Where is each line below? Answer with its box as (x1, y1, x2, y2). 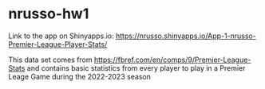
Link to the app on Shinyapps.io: (8, 31, 114, 41)
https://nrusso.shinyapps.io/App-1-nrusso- (115, 31, 257, 41)
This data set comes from (8, 55, 93, 64)
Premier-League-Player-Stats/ (8, 39, 108, 48)
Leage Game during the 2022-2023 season (8, 72, 152, 81)
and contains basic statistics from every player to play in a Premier (26, 63, 246, 72)
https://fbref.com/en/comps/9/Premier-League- (93, 55, 251, 64)
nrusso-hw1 (8, 5, 89, 23)
